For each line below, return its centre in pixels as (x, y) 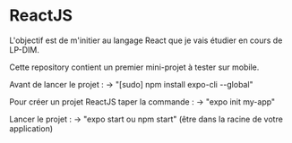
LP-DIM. (25, 49)
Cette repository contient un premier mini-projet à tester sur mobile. (134, 67)
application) (31, 128)
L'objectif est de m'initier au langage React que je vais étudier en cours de (146, 40)
